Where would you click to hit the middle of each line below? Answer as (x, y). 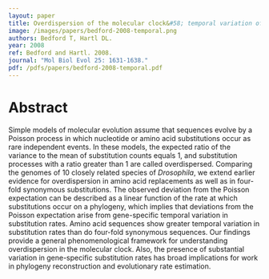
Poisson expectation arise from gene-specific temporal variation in (118, 215)
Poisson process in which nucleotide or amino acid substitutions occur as (130, 138)
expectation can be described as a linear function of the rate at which (123, 198)
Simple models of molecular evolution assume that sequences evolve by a (130, 130)
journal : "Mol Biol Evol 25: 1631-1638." (78, 61)
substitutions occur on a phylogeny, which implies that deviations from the (131, 206)
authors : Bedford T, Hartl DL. (60, 38)
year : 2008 (26, 46)
